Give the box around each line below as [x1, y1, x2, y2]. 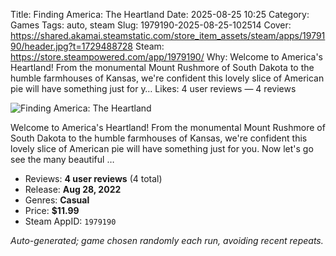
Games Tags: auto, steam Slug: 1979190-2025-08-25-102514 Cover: [10, 19, 292, 31]
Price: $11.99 [24, 205, 80, 216]
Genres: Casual [24, 194, 90, 206]
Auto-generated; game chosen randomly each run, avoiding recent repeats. [10, 235, 324, 246]
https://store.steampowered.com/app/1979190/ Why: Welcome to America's [10, 51, 323, 63]
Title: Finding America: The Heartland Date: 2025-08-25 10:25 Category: [10, 9, 310, 20]
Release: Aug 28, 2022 [24, 184, 122, 195]
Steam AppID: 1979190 [24, 215, 117, 227]
